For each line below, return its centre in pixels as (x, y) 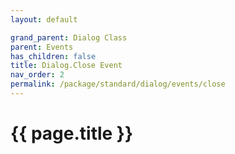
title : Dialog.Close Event (66, 66)
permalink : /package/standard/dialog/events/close (118, 84)
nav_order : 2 (37, 75)
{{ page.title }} (72, 133)
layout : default (44, 19)
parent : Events (42, 47)
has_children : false (53, 56)
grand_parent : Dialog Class (69, 37)
